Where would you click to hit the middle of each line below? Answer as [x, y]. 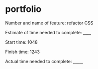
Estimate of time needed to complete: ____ [48, 32]
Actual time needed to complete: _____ [44, 61]
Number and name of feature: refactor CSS [49, 23]
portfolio [23, 9]
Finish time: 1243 [22, 52]
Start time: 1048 [22, 42]
